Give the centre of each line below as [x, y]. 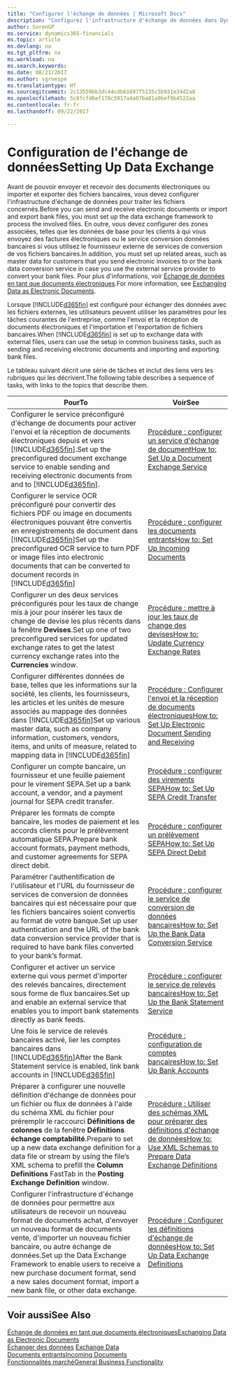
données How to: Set [181, 1246]
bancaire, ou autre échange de [61, 1246]
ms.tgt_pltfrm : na [34, 53]
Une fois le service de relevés [59, 1031]
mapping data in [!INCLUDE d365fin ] [71, 755]
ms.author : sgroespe [37, 79]
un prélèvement [173, 835]
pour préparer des [178, 1121]
